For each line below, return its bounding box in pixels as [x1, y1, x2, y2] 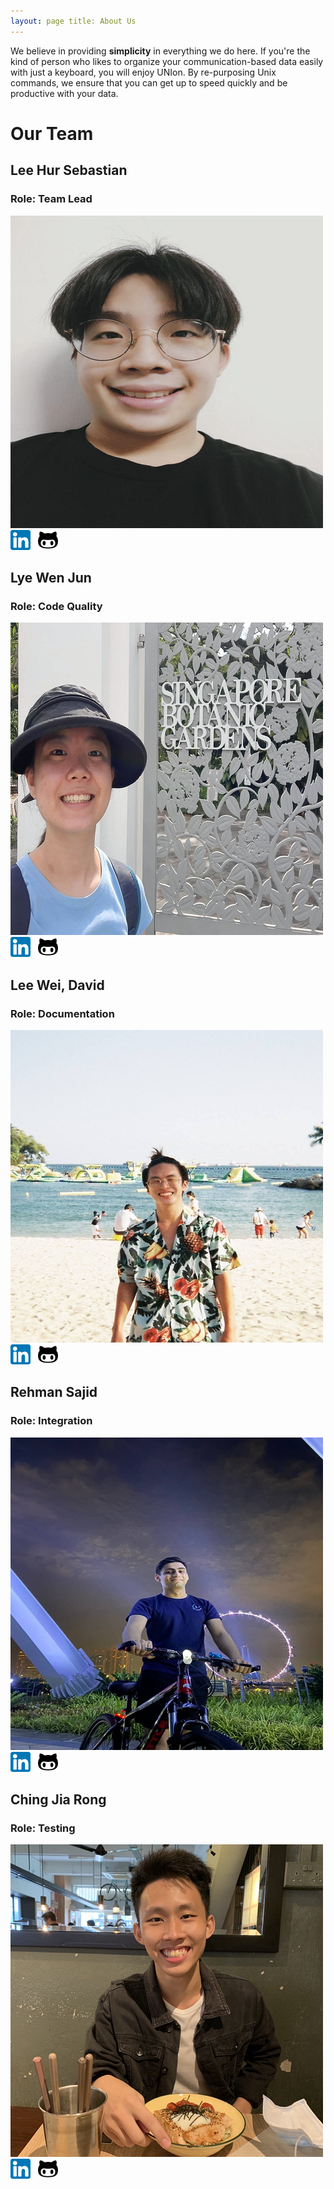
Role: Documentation [10, 1006, 115, 1020]
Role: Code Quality [10, 599, 103, 613]
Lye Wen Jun [10, 569, 92, 586]
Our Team [10, 122, 94, 145]
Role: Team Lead [10, 192, 93, 206]
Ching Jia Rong [10, 1791, 107, 1808]
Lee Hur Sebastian [10, 162, 128, 179]
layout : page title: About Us [10, 16, 137, 26]
